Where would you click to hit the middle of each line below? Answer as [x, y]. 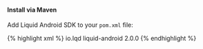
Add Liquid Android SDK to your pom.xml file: [70, 25]
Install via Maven [32, 10]
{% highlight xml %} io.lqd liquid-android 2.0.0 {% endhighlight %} [102, 39]
